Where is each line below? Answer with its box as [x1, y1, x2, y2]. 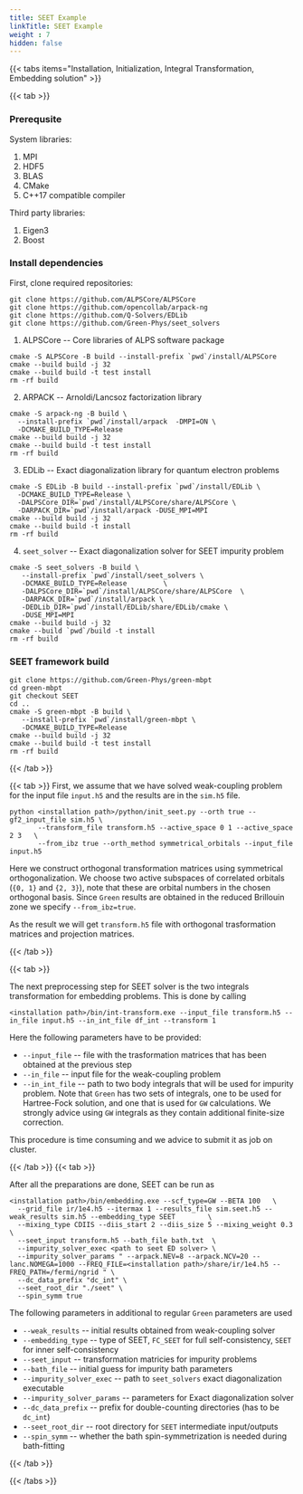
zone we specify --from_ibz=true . [9, 901, 137, 912]
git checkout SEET [9, 691, 79, 701]
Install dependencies [9, 257, 104, 270]
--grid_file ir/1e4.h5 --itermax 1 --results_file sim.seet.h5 [17, 1204, 260, 1213]
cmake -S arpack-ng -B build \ [9, 409, 128, 418]
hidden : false [9, 38, 63, 48]
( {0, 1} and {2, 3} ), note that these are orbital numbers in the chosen [9, 882, 271, 893]
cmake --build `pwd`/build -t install [9, 626, 156, 635]
